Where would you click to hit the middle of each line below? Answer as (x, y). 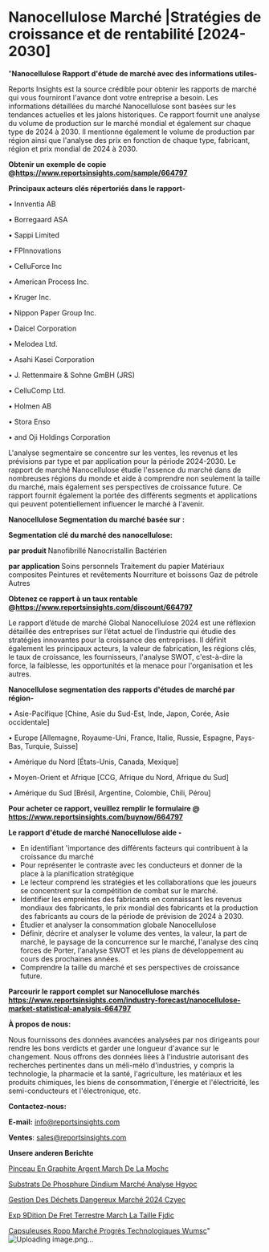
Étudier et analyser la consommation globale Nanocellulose (118, 925)
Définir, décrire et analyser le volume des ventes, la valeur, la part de (133, 933)
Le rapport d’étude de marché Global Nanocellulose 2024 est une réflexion (132, 623)
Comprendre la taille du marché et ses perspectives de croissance (130, 967)
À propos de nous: (40, 1024)
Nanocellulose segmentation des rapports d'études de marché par (122, 689)
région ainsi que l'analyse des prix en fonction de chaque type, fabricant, (129, 140)
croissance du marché (57, 856)
